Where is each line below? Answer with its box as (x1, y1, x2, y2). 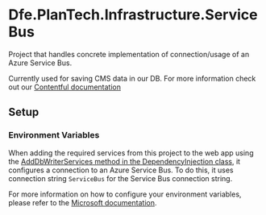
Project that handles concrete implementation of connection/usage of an (8, 49, 250, 59)
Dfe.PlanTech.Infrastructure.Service (8, 6, 258, 24)
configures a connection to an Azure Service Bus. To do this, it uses (8, 165, 234, 175)
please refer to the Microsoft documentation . (8, 197, 157, 207)
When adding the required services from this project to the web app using (8, 147, 254, 158)
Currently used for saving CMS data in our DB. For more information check (8, 73, 256, 83)
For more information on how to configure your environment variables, (8, 189, 242, 199)
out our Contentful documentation (8, 82, 121, 92)
